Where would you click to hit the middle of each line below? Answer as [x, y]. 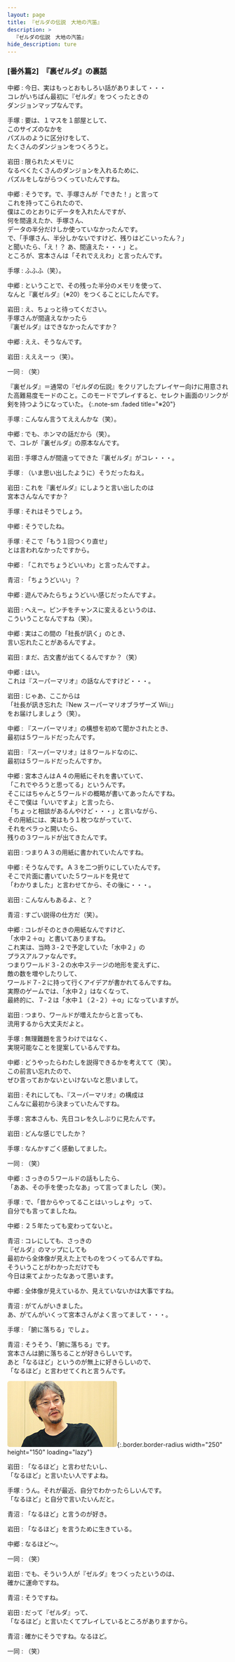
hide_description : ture [42, 45]
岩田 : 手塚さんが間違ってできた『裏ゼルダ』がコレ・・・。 [93, 458]
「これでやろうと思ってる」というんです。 [68, 785]
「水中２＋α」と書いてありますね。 [59, 939]
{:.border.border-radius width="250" [170, 1445]
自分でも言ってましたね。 [44, 1211]
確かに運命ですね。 [35, 1583]
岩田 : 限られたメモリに [41, 162]
